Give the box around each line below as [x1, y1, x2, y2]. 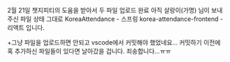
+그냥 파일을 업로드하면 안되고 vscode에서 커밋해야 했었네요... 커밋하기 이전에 [7, 38, 221, 47]
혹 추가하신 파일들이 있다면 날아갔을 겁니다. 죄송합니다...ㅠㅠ [7, 47, 171, 55]
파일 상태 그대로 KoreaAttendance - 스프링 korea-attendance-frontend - [20, 15, 224, 23]
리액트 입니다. [7, 24, 45, 31]
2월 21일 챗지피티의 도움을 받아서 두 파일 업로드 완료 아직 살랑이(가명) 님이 [7, 6, 210, 14]
